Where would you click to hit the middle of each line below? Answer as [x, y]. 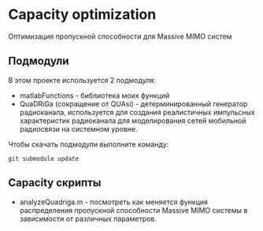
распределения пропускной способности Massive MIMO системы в [133, 210]
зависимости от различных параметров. [88, 218]
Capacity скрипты [55, 183]
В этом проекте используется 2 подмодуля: [82, 80]
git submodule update [44, 158]
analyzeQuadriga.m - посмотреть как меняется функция [114, 202]
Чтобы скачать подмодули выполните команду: [89, 144]
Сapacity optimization [82, 15]
